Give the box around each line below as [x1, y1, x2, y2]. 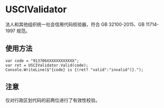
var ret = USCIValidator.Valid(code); [5, 63, 88, 68]
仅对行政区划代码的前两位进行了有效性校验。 [5, 97, 100, 103]
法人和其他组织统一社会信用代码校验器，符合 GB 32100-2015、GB [5, 21, 145, 27]
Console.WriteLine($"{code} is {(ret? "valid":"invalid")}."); [5, 67, 144, 73]
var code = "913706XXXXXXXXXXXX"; [5, 58, 80, 63]
